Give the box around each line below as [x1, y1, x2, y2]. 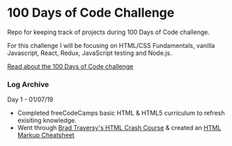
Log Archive [7, 79, 49, 89]
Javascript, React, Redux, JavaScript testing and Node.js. [7, 49, 172, 57]
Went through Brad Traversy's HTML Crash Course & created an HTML [17, 124, 222, 132]
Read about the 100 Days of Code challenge [7, 62, 134, 70]
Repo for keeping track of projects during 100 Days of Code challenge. [7, 28, 210, 36]
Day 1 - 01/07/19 [7, 95, 54, 104]
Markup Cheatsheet [17, 131, 75, 140]
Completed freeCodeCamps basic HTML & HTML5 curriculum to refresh [17, 109, 225, 117]
